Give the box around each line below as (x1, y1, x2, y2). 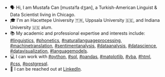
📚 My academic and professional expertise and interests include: (9, 30, 145, 36)
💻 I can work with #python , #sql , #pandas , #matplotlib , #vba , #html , (9, 54, 151, 59)
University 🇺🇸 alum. (9, 24, 52, 30)
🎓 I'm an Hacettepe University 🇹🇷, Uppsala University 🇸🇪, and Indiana (9, 17, 160, 23)
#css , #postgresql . (9, 61, 49, 67)
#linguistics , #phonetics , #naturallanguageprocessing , (9, 37, 122, 43)
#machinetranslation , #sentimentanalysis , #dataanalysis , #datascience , (9, 43, 157, 49)
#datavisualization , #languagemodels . (9, 48, 88, 54)
